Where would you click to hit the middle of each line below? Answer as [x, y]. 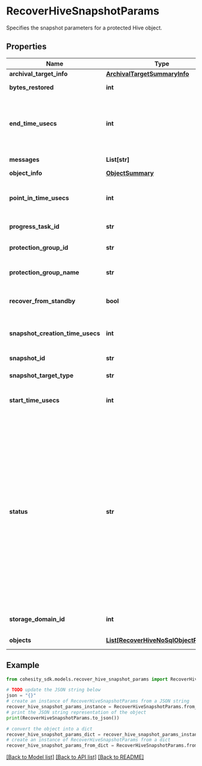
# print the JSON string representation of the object [76, 712]
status [19, 511]
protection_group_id [39, 247]
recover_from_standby [42, 301]
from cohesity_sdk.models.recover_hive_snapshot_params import [87, 679]
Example [23, 665]
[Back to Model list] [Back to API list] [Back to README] [75, 757]
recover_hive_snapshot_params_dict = [54, 734]
